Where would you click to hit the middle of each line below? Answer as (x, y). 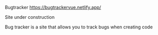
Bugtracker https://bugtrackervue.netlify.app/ (53, 7)
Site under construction (30, 17)
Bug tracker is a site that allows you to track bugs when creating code (79, 27)
